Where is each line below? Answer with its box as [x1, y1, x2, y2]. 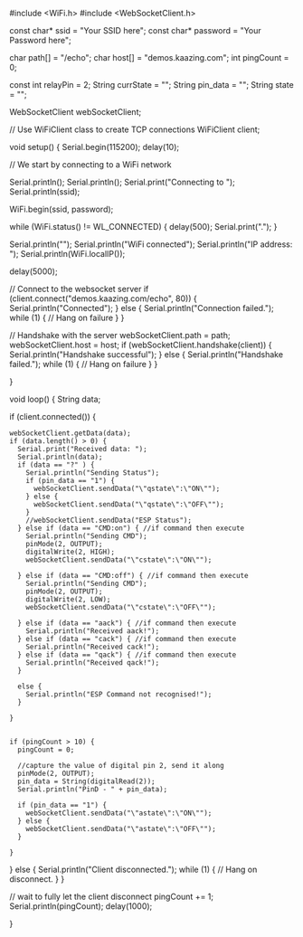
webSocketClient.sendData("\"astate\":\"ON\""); [25, 809, 213, 818]
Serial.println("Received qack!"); [25, 658, 160, 667]
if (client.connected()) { [9, 412, 97, 421]
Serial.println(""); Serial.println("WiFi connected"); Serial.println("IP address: [9, 239, 293, 250]
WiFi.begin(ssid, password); [9, 203, 114, 214]
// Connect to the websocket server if [9, 284, 149, 294]
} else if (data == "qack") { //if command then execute [17, 650, 237, 659]
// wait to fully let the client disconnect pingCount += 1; [9, 891, 214, 902]
